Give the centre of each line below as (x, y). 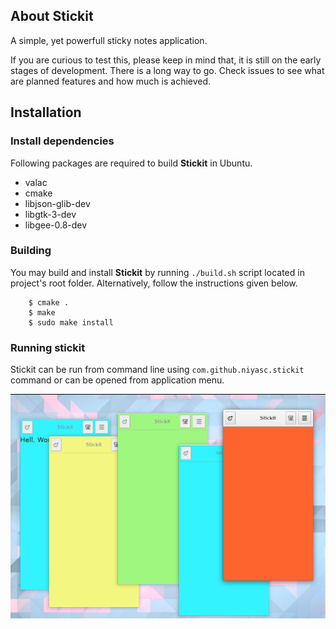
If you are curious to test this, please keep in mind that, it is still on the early (166, 60)
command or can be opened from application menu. (117, 380)
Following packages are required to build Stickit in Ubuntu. (131, 163)
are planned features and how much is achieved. (111, 81)
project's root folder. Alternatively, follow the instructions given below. (154, 283)
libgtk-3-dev (50, 214)
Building (31, 251)
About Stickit (52, 16)
